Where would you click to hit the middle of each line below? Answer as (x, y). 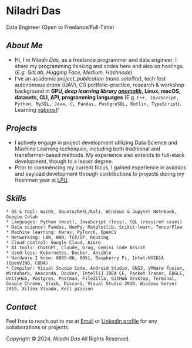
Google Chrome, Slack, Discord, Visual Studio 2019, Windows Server (92, 284)
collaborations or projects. (38, 327)
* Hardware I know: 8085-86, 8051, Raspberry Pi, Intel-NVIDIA (85, 258)
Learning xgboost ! (37, 109)
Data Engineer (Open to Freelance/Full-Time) (60, 27)
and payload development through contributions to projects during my (100, 173)
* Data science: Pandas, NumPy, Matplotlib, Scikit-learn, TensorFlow (94, 227)
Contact (21, 307)
